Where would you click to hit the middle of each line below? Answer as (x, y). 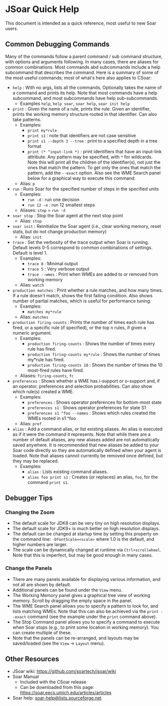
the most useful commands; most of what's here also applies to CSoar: (78, 78)
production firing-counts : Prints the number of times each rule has (83, 322)
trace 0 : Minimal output (53, 263)
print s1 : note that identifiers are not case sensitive (82, 135)
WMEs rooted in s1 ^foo (52, 418)
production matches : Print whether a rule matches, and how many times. (88, 290)
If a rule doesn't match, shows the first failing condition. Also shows (82, 295)
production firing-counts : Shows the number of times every (91, 343)
